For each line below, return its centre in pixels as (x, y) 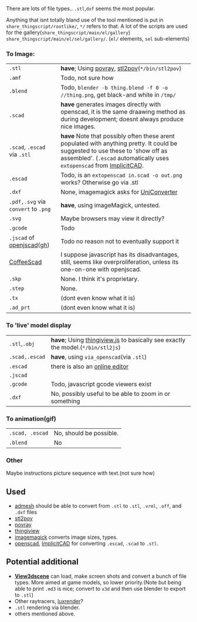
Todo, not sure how (87, 78)
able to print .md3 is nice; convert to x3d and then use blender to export (100, 588)
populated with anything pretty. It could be (119, 144)
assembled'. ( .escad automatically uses (115, 158)
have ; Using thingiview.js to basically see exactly (118, 340)
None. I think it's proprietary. (100, 279)
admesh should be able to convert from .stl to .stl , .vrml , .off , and (98, 506)
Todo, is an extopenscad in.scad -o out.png (122, 175)
